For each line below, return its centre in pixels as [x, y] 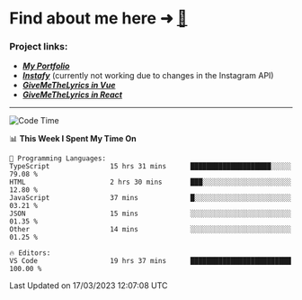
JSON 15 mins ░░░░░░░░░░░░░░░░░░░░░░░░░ [151, 214]
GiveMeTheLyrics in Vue [69, 86]
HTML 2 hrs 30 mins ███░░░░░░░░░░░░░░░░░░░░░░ [151, 182]
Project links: [39, 47]
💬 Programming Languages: [58, 159]
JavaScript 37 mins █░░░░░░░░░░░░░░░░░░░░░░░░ [151, 198]
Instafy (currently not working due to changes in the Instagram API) [148, 76]
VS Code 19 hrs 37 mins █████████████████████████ [151, 261]
